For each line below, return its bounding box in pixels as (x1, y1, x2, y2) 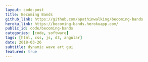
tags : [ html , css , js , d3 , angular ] (5, 35, 82, 40)
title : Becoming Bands (5, 12, 53, 17)
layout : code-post (5, 7, 44, 12)
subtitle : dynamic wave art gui (5, 44, 73, 49)
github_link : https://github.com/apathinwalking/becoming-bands (5, 16, 143, 21)
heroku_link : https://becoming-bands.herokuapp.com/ (5, 21, 119, 26)
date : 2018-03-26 (5, 40, 42, 45)
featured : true (5, 49, 37, 54)
